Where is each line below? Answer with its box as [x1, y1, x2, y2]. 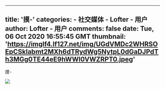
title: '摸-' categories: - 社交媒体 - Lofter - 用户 [5, 16, 148, 24]
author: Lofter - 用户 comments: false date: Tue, [5, 25, 154, 33]
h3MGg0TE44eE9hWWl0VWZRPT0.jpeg [5, 55, 134, 64]
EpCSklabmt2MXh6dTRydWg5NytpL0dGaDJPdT [5, 48, 159, 56]
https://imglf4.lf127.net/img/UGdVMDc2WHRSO [7, 40, 158, 49]
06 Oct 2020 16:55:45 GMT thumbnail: [5, 33, 126, 41]
